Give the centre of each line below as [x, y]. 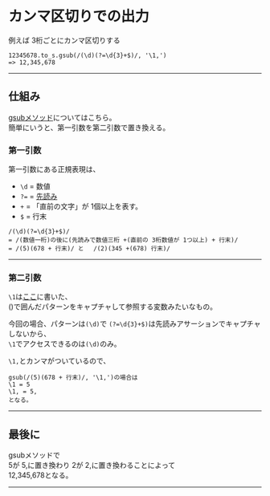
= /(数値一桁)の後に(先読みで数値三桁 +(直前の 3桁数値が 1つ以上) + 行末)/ [123, 240]
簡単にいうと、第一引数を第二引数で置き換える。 [89, 127]
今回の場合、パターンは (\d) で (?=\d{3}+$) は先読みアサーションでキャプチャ [135, 324]
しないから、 [29, 334]
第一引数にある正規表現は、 [54, 169]
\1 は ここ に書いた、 [40, 297]
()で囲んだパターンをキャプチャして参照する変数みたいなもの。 [112, 307]
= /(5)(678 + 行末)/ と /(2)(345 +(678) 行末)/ [89, 249]
